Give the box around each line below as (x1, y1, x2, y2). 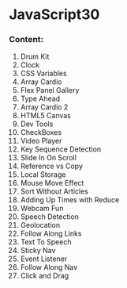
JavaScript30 (9, 6, 100, 24)
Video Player (20, 136, 62, 146)
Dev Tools (20, 119, 54, 129)
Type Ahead (20, 94, 61, 104)
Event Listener (20, 254, 68, 263)
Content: (9, 34, 44, 45)
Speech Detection (20, 212, 80, 221)
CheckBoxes (20, 128, 62, 137)
